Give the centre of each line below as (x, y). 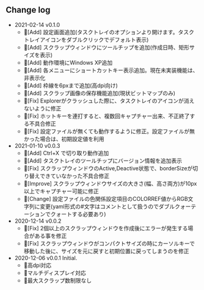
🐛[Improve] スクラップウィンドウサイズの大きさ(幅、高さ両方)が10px (110, 183)
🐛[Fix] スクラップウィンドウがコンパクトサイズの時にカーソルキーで (109, 243)
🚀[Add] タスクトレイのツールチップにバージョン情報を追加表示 (103, 161)
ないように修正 (42, 108)
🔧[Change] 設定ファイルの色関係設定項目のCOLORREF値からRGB (106, 198)
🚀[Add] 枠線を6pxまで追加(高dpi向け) (71, 85)
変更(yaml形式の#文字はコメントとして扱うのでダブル (107, 206)
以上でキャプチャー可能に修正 (61, 191)
